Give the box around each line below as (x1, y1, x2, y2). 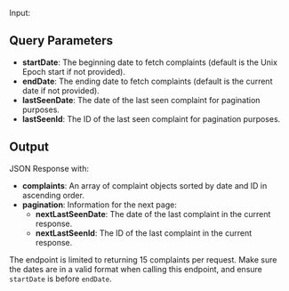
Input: (9, 8, 31, 18)
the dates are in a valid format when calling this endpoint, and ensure (9, 263, 262, 274)
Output (9, 140, 49, 155)
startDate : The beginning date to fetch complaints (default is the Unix (21, 57, 278, 68)
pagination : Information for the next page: (21, 199, 178, 210)
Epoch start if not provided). (21, 66, 126, 77)
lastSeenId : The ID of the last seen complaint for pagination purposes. (21, 113, 281, 124)
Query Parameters (9, 33, 114, 48)
